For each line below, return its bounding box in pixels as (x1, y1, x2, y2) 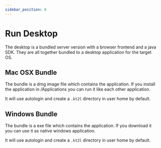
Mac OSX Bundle (5, 68, 57, 77)
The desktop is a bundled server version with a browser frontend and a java (5, 44, 157, 50)
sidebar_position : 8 (5, 7, 47, 12)
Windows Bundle (5, 110, 58, 118)
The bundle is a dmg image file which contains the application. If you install (5, 81, 156, 87)
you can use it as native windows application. (5, 128, 96, 134)
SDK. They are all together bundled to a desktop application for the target (5, 49, 152, 55)
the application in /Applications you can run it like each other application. (5, 86, 150, 92)
